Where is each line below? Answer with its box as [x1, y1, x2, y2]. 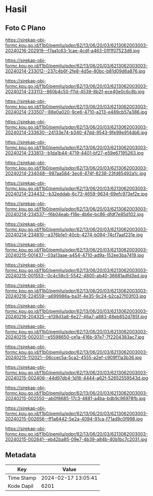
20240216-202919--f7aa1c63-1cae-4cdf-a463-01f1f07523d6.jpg [5, 48, 140, 53]
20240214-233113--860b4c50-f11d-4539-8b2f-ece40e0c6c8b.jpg [5, 89, 145, 94]
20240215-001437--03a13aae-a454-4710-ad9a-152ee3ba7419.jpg [5, 252, 144, 258]
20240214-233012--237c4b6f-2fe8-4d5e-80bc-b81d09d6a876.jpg [5, 68, 145, 74]
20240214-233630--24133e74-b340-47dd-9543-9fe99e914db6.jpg [5, 129, 147, 135]
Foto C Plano [5, 24, 46, 32]
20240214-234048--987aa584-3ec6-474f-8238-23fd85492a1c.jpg [5, 170, 146, 176]
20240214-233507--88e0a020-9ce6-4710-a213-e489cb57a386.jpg [5, 109, 147, 115]
